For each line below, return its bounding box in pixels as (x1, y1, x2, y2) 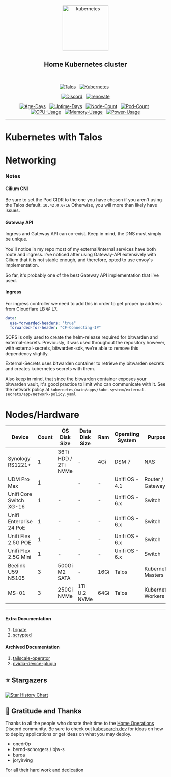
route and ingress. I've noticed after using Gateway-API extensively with (5, 251, 156, 257)
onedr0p (12, 741, 31, 747)
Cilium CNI (5, 185, 28, 192)
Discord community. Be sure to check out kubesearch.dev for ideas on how (5, 726, 164, 732)
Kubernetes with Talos (5, 131, 103, 143)
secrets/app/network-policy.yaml (5, 392, 76, 397)
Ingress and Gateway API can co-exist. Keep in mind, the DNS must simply (5, 230, 162, 236)
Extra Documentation (5, 615, 51, 621)
